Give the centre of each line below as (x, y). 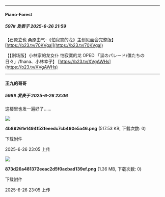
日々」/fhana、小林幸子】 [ (32, 61)
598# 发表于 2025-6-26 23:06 (37, 95)
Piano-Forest (19, 14)
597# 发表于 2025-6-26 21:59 (36, 26)
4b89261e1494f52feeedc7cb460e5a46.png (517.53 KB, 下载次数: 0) (76, 129)
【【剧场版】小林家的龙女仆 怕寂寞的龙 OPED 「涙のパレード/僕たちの (75, 55)
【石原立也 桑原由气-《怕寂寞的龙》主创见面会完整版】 (61, 39)
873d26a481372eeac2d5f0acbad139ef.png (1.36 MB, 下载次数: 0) (73, 169)
